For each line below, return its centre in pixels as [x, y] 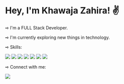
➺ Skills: [14, 47]
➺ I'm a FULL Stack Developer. [36, 28]
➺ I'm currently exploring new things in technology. [58, 37]
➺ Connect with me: [26, 67]
